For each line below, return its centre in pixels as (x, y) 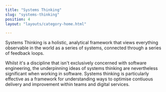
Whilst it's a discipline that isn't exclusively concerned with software (76, 63)
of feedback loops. (25, 53)
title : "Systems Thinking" (33, 10)
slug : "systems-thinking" (32, 15)
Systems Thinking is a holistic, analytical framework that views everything (82, 43)
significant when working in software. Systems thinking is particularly (77, 74)
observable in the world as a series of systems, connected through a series (83, 48)
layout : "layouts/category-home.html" (46, 24)
